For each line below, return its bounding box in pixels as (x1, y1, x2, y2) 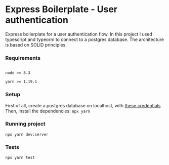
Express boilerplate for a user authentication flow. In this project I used (5, 31, 153, 37)
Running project (5, 120, 46, 128)
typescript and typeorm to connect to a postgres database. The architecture (5, 36, 164, 43)
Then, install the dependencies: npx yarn (5, 108, 90, 114)
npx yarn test (5, 155, 35, 160)
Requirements (5, 54, 41, 61)
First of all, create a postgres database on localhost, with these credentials (5, 102, 161, 108)
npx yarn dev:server (5, 132, 49, 137)
